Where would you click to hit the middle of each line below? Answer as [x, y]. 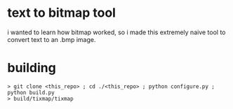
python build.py [31, 92]
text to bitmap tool [61, 13]
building [32, 68]
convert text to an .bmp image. [52, 39]
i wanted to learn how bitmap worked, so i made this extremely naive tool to [116, 32]
